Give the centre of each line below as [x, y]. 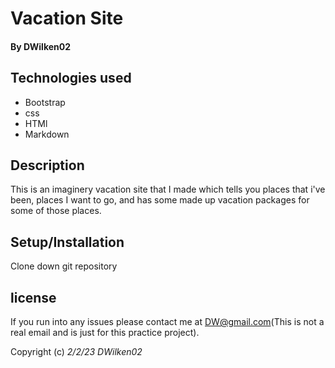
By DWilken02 [41, 46]
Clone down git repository [64, 266]
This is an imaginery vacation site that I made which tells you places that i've [168, 189]
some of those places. [56, 211]
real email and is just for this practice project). [105, 333]
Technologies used [71, 78]
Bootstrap [45, 102]
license [33, 297]
